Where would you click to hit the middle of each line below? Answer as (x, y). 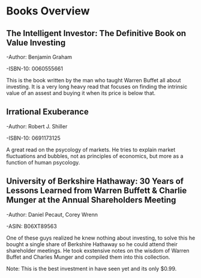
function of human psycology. (43, 162)
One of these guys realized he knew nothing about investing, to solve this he (101, 238)
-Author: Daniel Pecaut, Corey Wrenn (52, 214)
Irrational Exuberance (47, 112)
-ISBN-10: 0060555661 (34, 68)
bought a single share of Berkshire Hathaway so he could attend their (92, 244)
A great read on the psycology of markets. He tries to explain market (91, 150)
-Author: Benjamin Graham (39, 57)
